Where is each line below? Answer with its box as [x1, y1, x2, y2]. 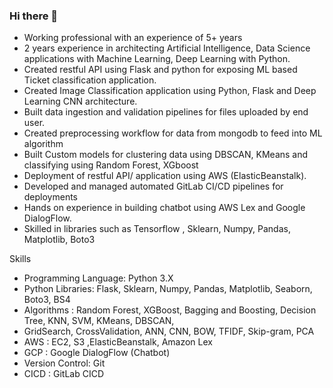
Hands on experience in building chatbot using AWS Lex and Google [23, 202, 306, 214]
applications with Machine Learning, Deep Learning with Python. [23, 53, 291, 65]
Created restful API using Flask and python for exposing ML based [23, 64, 298, 76]
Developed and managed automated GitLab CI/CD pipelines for [23, 180, 284, 193]
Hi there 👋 [9, 9, 59, 23]
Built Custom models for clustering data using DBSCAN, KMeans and [23, 149, 309, 161]
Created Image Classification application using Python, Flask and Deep [23, 85, 317, 97]
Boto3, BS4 [23, 294, 71, 306]
